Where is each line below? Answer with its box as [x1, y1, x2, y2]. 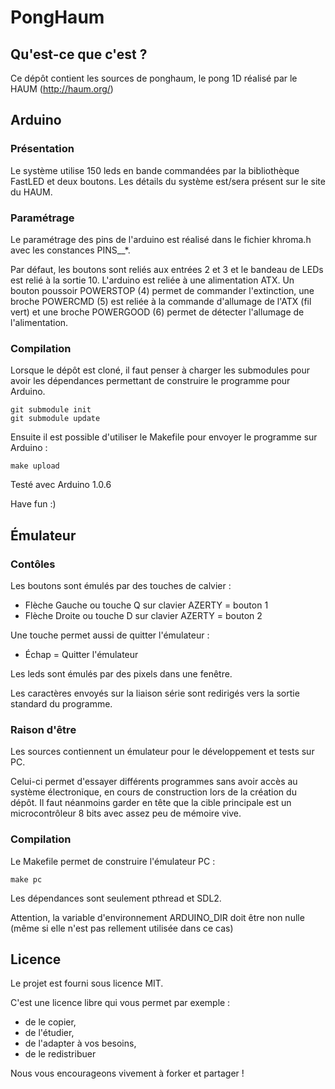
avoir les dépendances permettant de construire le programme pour [10, 375, 291, 387]
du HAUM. [10, 186, 53, 198]
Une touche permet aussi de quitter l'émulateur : [10, 629, 210, 641]
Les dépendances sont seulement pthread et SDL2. [10, 892, 222, 904]
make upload [10, 461, 60, 471]
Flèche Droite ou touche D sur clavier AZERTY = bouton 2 [24, 609, 263, 621]
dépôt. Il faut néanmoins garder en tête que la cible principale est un [10, 797, 292, 809]
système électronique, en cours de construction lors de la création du [10, 786, 297, 798]
